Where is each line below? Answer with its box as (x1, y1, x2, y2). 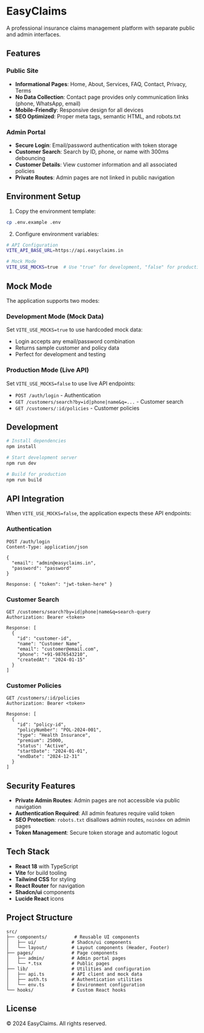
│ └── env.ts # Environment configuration (6, 981, 146, 987)
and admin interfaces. (6, 30, 61, 38)
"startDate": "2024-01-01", (17, 748, 88, 754)
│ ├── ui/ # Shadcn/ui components (6, 939, 132, 945)
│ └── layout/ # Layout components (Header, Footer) (6, 944, 170, 950)
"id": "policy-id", (17, 722, 67, 728)
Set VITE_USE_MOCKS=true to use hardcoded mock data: (6, 326, 143, 333)
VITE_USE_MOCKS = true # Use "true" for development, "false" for (6, 264, 175, 271)
